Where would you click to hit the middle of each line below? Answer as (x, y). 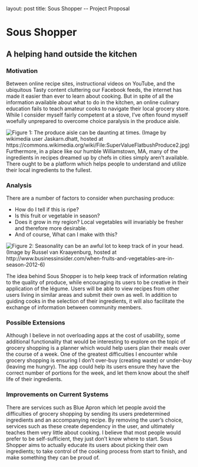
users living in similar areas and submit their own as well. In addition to (92, 295)
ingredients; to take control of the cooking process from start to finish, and (97, 451)
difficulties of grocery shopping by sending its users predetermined (88, 413)
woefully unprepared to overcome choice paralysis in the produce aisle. (93, 121)
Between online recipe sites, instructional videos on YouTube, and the (91, 83)
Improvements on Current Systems (57, 395)
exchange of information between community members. (74, 307)
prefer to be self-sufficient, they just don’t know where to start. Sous (89, 439)
